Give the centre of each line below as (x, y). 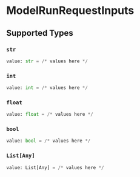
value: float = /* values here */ (50, 115)
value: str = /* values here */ (47, 61)
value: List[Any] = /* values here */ (55, 167)
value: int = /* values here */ (47, 88)
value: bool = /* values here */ (48, 141)
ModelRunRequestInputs (70, 11)
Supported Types (40, 33)
